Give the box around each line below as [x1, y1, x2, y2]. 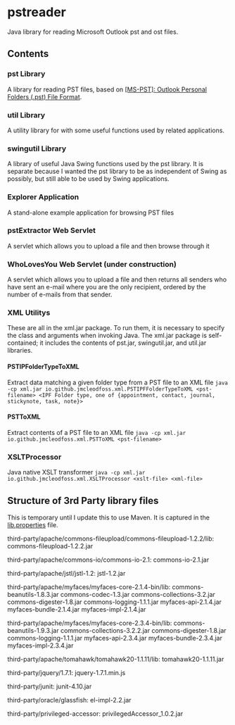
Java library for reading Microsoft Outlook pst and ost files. [7, 27, 179, 36]
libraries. [7, 346, 33, 355]
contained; [7, 339, 39, 347]
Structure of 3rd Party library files [7, 494, 159, 507]
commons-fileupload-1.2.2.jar [7, 541, 94, 550]
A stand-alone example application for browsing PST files [7, 208, 174, 217]
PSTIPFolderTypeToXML [7, 362, 80, 370]
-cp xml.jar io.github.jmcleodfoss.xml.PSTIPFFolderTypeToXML [7, 385, 193, 393]
